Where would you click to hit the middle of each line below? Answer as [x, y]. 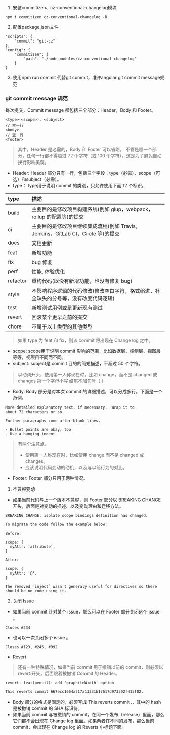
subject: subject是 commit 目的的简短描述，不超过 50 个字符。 [78, 364]
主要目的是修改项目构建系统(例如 [71, 209]
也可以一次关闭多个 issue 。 [41, 638]
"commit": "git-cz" [35, 41]
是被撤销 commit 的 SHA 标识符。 [47, 708]
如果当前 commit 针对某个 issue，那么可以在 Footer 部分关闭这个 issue [86, 612]
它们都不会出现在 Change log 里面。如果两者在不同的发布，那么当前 [83, 721]
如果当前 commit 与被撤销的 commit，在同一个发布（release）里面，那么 [89, 715]
